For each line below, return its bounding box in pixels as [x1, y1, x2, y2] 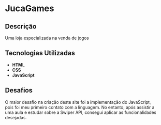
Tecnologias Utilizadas [5, 49, 75, 57]
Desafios [5, 86, 33, 94]
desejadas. [5, 114, 27, 120]
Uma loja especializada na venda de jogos [5, 35, 89, 41]
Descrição [5, 22, 37, 31]
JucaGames [5, 3, 54, 14]
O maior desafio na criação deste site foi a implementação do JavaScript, [5, 99, 151, 105]
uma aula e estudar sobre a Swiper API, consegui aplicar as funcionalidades [5, 109, 157, 115]
